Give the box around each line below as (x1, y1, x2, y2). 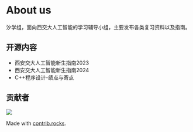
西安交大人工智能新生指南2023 (14, 59, 89, 66)
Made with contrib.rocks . (6, 120, 67, 127)
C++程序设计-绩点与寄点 (14, 74, 74, 81)
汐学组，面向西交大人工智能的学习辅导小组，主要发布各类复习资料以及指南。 (6, 23, 191, 31)
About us (6, 4, 51, 17)
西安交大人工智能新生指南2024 (14, 66, 89, 73)
